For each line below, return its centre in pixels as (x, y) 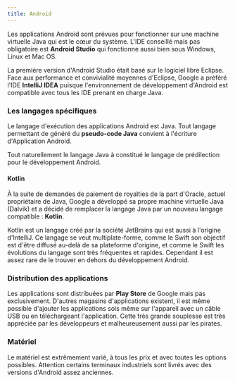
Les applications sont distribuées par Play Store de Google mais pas (107, 294)
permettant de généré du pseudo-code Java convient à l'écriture (102, 133)
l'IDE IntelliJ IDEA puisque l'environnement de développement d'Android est (118, 85)
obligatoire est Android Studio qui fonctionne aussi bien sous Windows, (112, 49)
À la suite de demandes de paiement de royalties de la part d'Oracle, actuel (116, 194)
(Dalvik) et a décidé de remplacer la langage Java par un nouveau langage (115, 209)
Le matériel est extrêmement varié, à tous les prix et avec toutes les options (117, 357)
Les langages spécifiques (52, 111)
